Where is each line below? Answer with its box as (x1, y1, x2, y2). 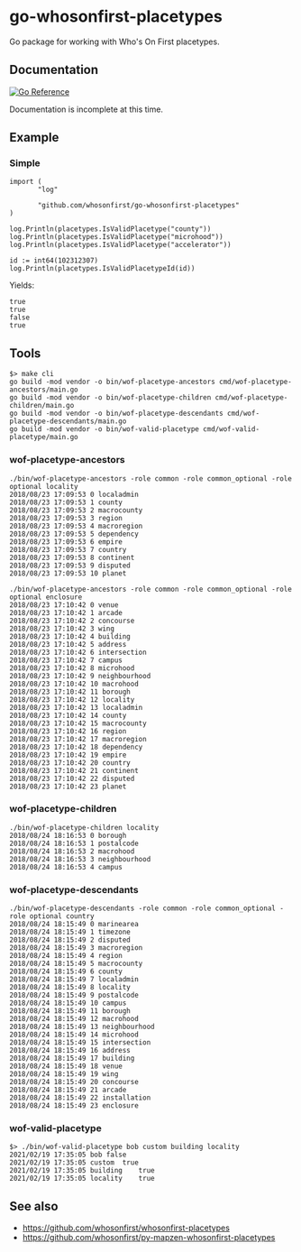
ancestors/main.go (9, 385, 78, 394)
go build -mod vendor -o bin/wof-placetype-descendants (9, 409, 223, 419)
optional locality (9, 482, 78, 491)
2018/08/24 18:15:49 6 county (9, 967, 123, 976)
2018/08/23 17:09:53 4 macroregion (9, 521, 143, 530)
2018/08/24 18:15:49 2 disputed (9, 935, 131, 944)
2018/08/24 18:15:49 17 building (9, 1054, 135, 1063)
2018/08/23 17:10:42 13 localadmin (9, 703, 143, 712)
